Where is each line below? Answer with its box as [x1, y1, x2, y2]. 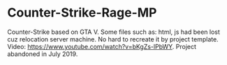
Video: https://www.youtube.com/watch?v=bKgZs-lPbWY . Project [7, 42, 197, 50]
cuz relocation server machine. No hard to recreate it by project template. [7, 35, 219, 43]
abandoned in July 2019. [7, 50, 78, 58]
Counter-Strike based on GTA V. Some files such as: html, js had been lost [7, 28, 220, 36]
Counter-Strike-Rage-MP [7, 5, 157, 21]
